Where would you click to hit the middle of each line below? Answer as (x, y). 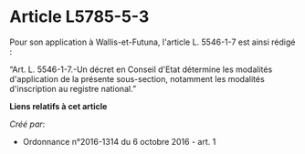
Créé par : (27, 124)
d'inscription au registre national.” (73, 88)
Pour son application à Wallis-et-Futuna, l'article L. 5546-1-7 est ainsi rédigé (152, 42)
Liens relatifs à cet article (58, 106)
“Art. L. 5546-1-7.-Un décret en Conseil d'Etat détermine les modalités (141, 69)
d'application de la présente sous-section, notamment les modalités (137, 78)
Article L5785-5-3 (79, 17)
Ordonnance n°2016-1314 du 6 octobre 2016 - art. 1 (119, 141)
